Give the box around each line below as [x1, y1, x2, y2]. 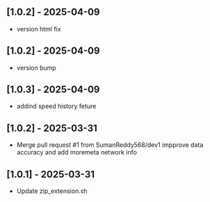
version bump [16, 63, 56, 72]
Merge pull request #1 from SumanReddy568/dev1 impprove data [16, 141, 204, 149]
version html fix [16, 24, 61, 33]
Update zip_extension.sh [16, 187, 88, 195]
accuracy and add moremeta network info [16, 148, 137, 157]
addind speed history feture [16, 102, 97, 111]
